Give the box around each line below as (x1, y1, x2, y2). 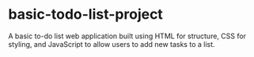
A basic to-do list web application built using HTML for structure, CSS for (8, 31, 247, 41)
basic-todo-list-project (8, 5, 164, 23)
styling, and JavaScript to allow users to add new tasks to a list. (8, 39, 215, 48)
